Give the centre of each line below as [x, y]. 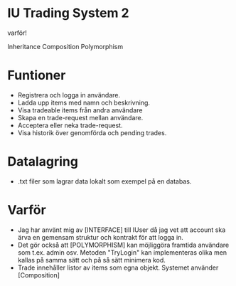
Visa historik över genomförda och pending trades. [92, 132]
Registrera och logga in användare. [69, 95]
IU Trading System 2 [68, 13]
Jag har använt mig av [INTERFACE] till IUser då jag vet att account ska [122, 230]
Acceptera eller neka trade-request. [70, 125]
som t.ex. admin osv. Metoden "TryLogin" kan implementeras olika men [122, 252]
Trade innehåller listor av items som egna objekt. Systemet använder [118, 268]
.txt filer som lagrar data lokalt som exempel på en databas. [104, 181]
